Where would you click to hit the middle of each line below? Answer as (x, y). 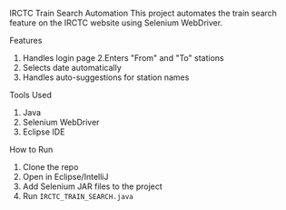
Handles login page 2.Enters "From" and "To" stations (123, 58)
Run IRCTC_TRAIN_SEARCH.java (78, 196)
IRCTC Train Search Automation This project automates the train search (143, 13)
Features (26, 40)
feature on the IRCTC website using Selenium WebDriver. (116, 23)
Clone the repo (50, 167)
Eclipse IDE (44, 132)
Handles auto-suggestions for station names (106, 77)
